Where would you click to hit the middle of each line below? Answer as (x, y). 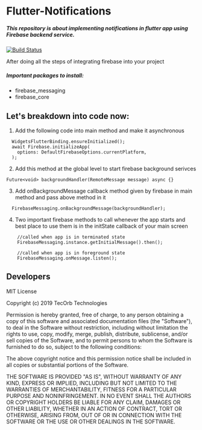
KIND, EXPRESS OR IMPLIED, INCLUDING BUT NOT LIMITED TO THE (92, 383)
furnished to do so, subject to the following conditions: (74, 347)
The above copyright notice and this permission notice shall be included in (99, 358)
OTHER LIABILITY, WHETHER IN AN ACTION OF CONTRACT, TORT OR (94, 408)
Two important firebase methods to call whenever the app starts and (100, 219)
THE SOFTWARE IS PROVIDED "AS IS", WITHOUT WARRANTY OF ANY (94, 376)
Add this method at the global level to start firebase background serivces (106, 168)
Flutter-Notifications (59, 11)
